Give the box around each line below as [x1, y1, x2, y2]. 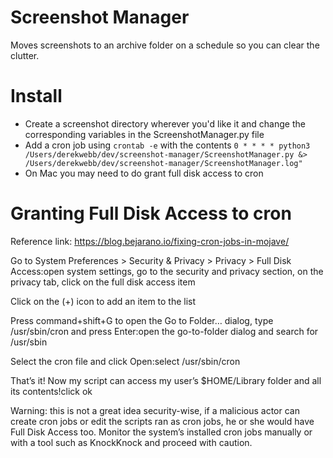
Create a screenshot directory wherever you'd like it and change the [24, 117, 306, 130]
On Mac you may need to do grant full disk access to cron [24, 167, 264, 179]
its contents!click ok [10, 385, 93, 397]
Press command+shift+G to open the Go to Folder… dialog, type [10, 314, 274, 326]
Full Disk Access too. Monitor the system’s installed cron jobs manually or [10, 426, 313, 438]
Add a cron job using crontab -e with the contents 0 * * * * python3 [24, 139, 311, 151]
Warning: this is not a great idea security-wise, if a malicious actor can [10, 404, 300, 416]
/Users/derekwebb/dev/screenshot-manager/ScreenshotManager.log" [24, 158, 303, 168]
